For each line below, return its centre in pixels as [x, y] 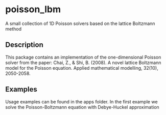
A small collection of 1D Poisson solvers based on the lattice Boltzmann [80, 23]
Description [24, 45]
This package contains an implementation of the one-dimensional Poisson [83, 57]
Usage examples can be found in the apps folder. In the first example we [81, 102]
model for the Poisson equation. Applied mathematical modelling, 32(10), [82, 68]
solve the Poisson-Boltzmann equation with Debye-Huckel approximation [82, 107]
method [14, 28]
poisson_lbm [33, 9]
